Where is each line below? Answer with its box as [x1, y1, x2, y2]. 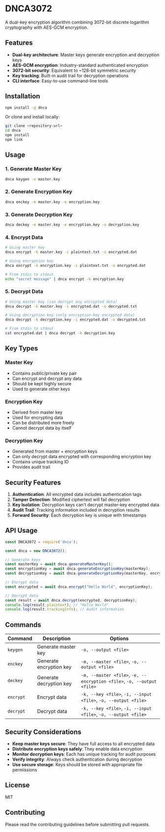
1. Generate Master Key [5, 166, 62, 172]
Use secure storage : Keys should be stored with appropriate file [12, 761, 142, 767]
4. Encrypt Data [5, 234, 43, 241]
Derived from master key [12, 409, 63, 415]
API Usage [5, 526, 38, 535]
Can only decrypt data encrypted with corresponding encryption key [12, 454, 151, 459]
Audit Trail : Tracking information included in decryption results [12, 507, 140, 513]
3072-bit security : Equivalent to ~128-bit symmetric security [12, 67, 137, 73]
